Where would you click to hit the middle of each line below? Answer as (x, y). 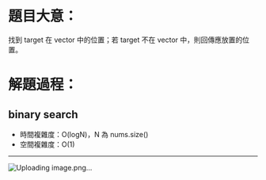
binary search (43, 115)
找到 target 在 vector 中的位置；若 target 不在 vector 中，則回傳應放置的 (125, 40)
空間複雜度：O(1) (47, 144)
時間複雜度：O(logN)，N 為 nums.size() (84, 134)
